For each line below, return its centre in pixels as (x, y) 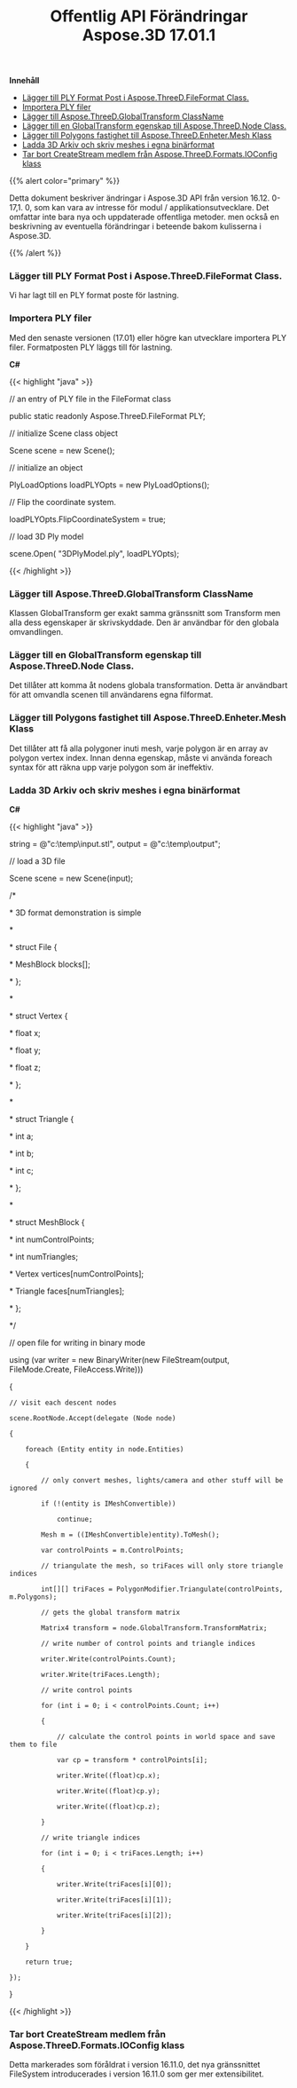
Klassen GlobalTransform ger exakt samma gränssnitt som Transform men (145, 613)
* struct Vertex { (39, 1016)
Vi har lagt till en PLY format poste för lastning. (94, 296)
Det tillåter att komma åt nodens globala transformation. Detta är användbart (148, 685)
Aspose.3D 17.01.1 (149, 35)
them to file (33, 1744)
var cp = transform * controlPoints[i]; (132, 1760)
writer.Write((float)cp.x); (109, 1776)
